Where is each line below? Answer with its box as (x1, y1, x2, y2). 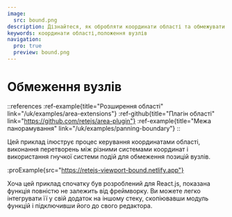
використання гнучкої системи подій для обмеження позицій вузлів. (7, 152, 210, 161)
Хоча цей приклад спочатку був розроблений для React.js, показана (7, 179, 210, 188)
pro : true (13, 42, 42, 49)
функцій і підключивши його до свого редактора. (7, 201, 153, 209)
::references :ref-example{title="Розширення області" (7, 102, 164, 110)
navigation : (7, 36, 42, 43)
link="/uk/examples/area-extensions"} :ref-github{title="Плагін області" (7, 109, 215, 118)
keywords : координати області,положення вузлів (7, 29, 148, 37)
